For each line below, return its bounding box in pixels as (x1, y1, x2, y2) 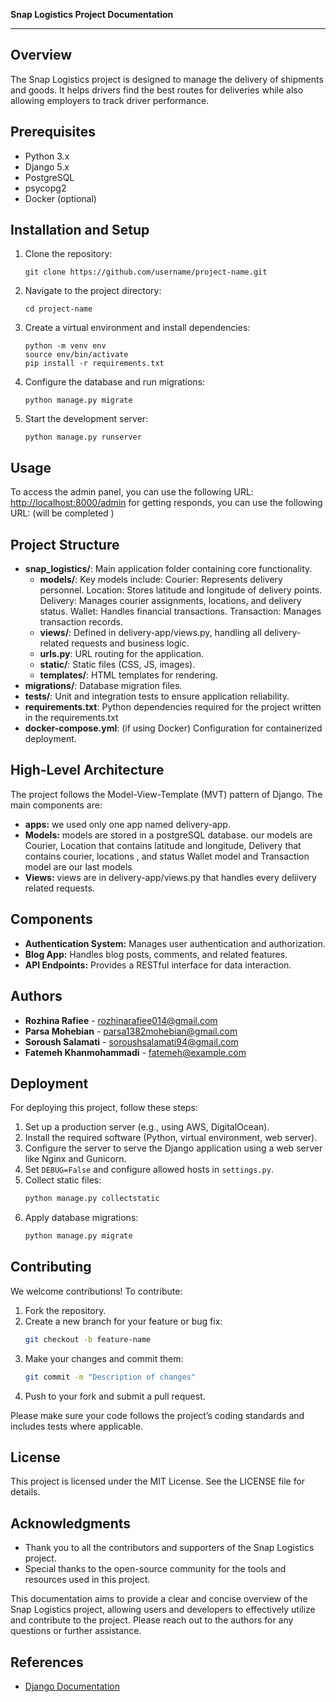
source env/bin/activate (24, 350, 129, 360)
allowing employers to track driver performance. (10, 94, 210, 106)
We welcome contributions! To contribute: (10, 1285, 183, 1297)
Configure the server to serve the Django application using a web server (24, 1142, 323, 1154)
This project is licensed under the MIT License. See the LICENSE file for (10, 1475, 306, 1488)
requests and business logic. (71, 637, 190, 649)
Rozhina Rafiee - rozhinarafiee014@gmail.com (24, 1014, 218, 1026)
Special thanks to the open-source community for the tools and (24, 1563, 287, 1575)
